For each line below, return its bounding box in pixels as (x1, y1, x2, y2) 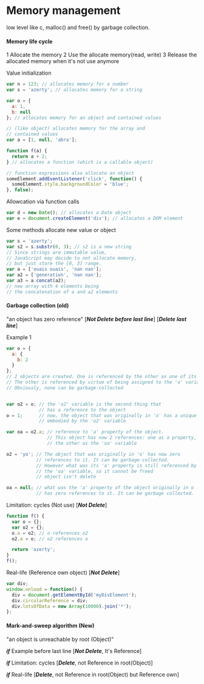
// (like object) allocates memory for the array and (6, 126, 146, 132)
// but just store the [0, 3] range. (6, 260, 102, 267)
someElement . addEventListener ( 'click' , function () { (6, 175, 143, 182)
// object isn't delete (36, 474, 97, 480)
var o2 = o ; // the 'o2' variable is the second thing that (6, 401, 162, 407)
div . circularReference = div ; (12, 597, 88, 604)
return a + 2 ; (12, 153, 47, 160)
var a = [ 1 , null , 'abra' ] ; (6, 137, 78, 143)
